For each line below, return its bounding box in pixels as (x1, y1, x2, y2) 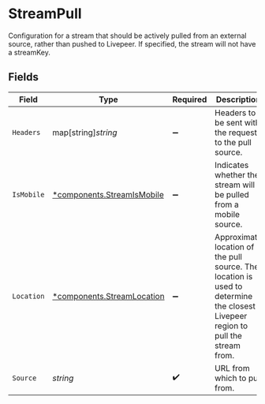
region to (214, 320, 248, 331)
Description (215, 94, 261, 105)
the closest (214, 301, 256, 312)
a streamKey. (8, 47, 51, 57)
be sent (214, 117, 243, 128)
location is (214, 271, 253, 282)
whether (214, 169, 246, 180)
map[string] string (52, 127, 118, 138)
